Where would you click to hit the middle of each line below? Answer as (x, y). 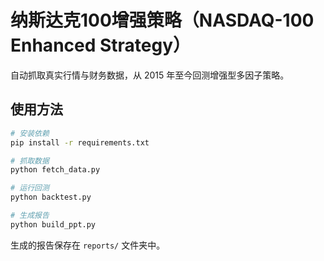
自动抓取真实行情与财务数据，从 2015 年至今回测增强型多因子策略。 (150, 75)
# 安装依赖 (30, 133)
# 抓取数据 (30, 161)
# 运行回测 (30, 188)
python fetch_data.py (55, 170)
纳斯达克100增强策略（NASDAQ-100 (162, 20)
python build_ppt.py (53, 224)
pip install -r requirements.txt (80, 142)
